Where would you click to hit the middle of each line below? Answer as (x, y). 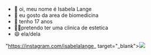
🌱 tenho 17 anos (33, 21)
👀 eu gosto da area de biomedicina (56, 15)
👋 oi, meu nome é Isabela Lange (53, 9)
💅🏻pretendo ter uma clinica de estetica (61, 27)
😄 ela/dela (27, 34)
